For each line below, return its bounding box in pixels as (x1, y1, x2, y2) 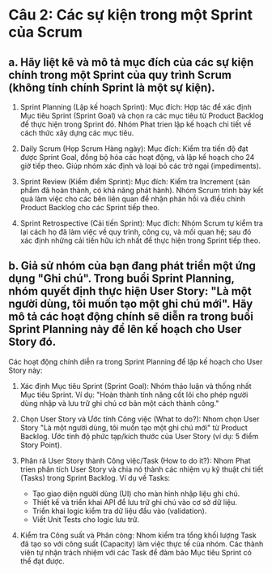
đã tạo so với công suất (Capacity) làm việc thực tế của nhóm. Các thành (19, 538, 264, 549)
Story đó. (8, 335, 57, 349)
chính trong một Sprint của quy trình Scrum (8, 67, 232, 82)
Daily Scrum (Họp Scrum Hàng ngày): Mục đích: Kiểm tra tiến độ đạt (19, 144, 249, 153)
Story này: (8, 365, 43, 375)
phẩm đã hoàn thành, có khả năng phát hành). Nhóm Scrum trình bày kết (19, 185, 264, 195)
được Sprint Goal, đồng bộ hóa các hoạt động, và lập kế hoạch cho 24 (19, 153, 255, 162)
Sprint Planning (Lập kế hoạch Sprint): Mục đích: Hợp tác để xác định (19, 102, 253, 111)
